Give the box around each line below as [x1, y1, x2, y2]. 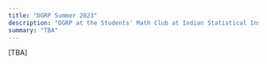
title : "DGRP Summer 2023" [8, 11, 98, 20]
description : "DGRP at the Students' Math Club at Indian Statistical [8, 19, 247, 27]
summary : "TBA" [8, 26, 59, 34]
